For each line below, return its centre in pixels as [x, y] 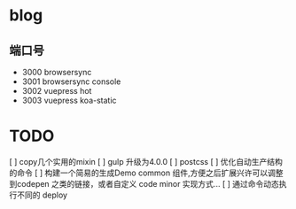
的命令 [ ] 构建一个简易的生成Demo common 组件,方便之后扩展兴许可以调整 [146, 173]
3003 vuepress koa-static [69, 100]
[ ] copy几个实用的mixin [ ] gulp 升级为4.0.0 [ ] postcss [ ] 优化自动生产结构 [146, 161]
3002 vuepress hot [57, 91]
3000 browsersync [57, 72]
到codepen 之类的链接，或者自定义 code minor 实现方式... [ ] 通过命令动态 [144, 183]
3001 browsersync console [71, 81]
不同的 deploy [42, 195]
